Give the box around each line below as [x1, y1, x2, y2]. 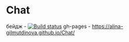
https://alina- [91, 23, 123, 30]
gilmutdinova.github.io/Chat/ [6, 29, 75, 36]
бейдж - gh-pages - [6, 23, 91, 30]
